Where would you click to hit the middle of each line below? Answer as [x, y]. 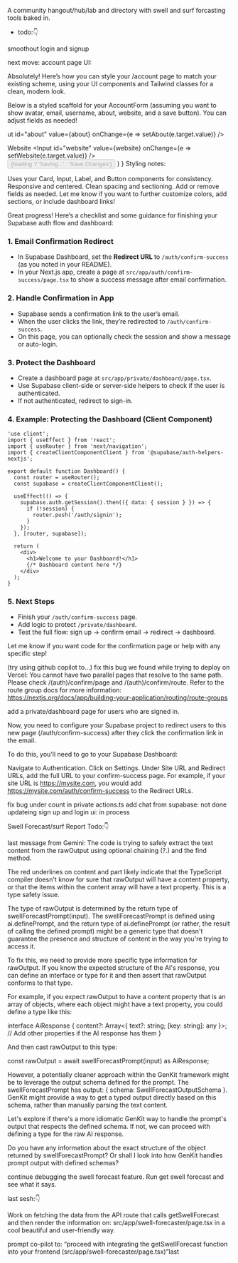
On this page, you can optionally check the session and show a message [124, 336]
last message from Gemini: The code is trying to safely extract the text [110, 843]
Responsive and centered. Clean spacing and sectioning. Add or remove [113, 186]
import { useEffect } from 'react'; [61, 440]
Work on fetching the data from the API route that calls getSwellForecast [113, 1215]
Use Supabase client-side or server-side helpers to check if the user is [121, 385]
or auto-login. [38, 344]
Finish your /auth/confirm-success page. [77, 617]
